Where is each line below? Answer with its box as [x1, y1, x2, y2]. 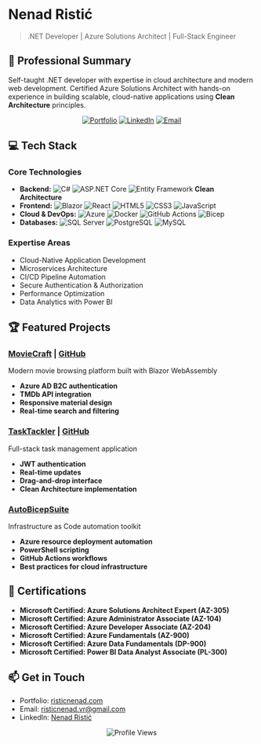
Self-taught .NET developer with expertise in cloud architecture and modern [8, 75, 253, 84]
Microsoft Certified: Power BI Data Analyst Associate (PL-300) [19, 647, 228, 657]
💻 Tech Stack [8, 139, 78, 152]
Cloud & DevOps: [19, 210, 77, 219]
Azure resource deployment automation [19, 537, 153, 547]
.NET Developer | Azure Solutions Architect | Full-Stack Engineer [27, 31, 237, 41]
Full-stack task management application [8, 444, 137, 453]
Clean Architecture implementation [19, 484, 137, 493]
